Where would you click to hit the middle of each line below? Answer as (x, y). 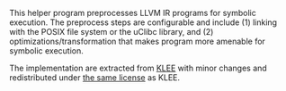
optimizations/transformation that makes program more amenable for (137, 41)
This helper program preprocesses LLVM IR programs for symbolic (133, 13)
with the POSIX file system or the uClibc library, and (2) (112, 32)
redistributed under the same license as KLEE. (95, 78)
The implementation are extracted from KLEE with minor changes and (138, 68)
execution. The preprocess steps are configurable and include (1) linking (143, 22)
